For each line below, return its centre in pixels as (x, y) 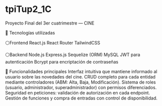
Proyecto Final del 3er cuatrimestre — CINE (50, 23)
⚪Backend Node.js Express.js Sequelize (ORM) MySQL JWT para (73, 54)
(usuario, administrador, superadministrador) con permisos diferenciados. (81, 87)
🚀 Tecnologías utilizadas (30, 32)
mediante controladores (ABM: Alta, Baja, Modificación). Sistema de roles (81, 82)
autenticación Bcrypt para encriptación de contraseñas (62, 61)
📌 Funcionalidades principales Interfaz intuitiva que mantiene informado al (81, 71)
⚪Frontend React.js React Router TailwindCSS (53, 42)
